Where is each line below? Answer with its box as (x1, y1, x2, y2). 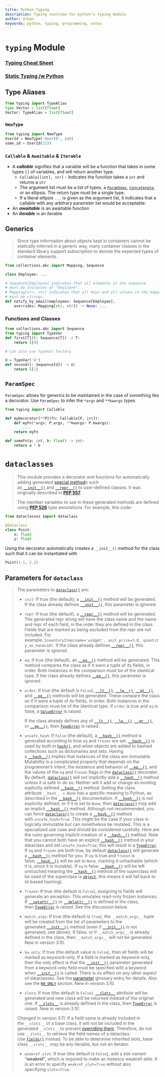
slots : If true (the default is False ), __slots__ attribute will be (24, 990, 148, 995)
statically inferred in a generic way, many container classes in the (17, 243, 150, 249)
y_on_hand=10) (24, 643, 54, 648)
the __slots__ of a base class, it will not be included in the (17, 1020, 135, 1026)
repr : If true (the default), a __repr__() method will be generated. (24, 611, 156, 617)
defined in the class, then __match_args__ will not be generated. (24, 934, 153, 940)
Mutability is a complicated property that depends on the (24, 759, 140, 765)
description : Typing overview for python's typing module (5, 12, 126, 17)
